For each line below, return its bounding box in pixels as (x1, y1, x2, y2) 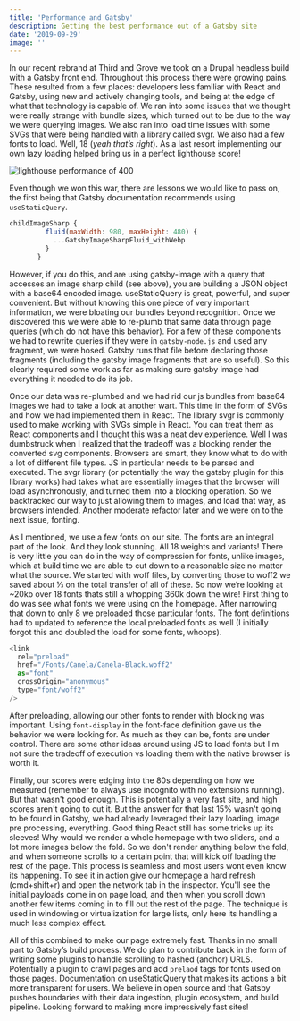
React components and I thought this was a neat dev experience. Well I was (9, 429, 288, 439)
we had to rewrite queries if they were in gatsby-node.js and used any (9, 335, 268, 345)
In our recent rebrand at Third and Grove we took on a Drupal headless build (9, 63, 290, 73)
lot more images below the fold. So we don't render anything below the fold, (9, 841, 289, 852)
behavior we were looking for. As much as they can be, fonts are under (9, 728, 271, 739)
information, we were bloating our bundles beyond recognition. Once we (9, 306, 276, 318)
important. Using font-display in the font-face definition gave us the (9, 719, 262, 730)
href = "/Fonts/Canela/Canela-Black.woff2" (17, 660, 174, 669)
